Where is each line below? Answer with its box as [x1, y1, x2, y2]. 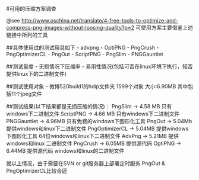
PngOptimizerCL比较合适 [6, 168, 67, 174]
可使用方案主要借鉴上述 [135, 24, 193, 31]
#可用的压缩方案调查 [6, 5, 56, 12]
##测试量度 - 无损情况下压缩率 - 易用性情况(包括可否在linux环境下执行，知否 [6, 63, 193, 70]
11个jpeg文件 [11, 91, 43, 97]
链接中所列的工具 [6, 31, 48, 38]
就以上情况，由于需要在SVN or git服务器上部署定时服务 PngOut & [6, 160, 165, 167]
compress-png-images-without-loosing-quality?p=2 [6, 24, 135, 31]
